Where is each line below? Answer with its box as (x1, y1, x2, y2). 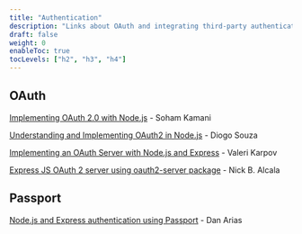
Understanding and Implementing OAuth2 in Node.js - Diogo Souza (9, 130, 258, 140)
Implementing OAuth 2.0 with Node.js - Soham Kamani (9, 112, 211, 122)
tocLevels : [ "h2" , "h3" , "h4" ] (9, 55, 127, 64)
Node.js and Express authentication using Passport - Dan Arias (9, 214, 243, 225)
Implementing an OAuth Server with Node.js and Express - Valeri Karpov (9, 147, 278, 157)
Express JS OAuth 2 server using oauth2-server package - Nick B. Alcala (9, 164, 280, 175)
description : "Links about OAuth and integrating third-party (9, 22, 247, 31)
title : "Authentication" (9, 13, 102, 22)
